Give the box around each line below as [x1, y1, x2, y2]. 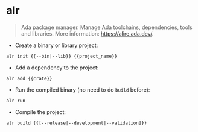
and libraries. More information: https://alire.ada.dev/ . [21, 30, 154, 37]
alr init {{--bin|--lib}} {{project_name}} [6, 53, 118, 59]
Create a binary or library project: [14, 42, 98, 49]
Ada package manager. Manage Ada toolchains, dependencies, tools [21, 24, 193, 31]
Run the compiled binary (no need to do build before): [14, 86, 150, 93]
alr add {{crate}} [6, 75, 53, 81]
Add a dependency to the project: [14, 64, 99, 71]
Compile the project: [14, 108, 66, 115]
